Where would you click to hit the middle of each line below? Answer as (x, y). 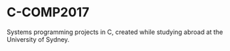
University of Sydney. (38, 39)
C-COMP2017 (48, 12)
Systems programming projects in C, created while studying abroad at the (115, 32)
